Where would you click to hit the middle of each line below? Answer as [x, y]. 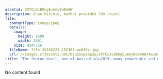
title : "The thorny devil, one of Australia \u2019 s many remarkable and [80, 59]
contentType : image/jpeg [34, 23]
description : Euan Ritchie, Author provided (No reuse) [63, 14]
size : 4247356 [28, 45]
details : [18, 27]
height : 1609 [31, 37]
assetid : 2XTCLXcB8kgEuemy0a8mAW [39, 9]
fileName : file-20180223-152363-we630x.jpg [54, 50]
